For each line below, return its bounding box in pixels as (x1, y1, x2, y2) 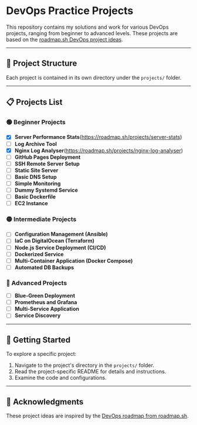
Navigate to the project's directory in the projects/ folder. (14, 362, 154, 369)
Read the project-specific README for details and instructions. (14, 368, 167, 375)
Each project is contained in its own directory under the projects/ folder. (6, 74, 182, 81)
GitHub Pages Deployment (14, 154, 81, 161)
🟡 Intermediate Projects (6, 215, 77, 223)
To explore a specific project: (6, 351, 77, 358)
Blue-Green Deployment (14, 292, 75, 300)
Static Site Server (14, 166, 59, 174)
